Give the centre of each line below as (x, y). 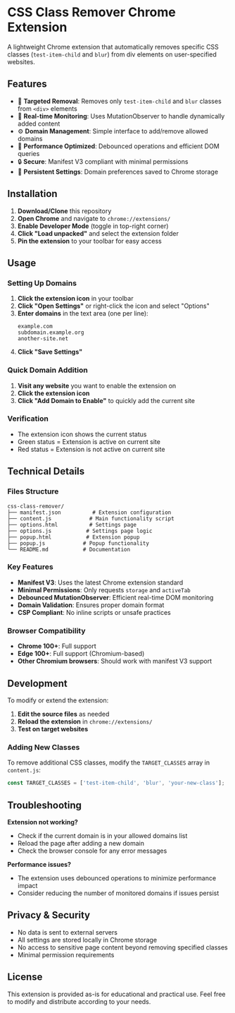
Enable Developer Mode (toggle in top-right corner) (93, 226)
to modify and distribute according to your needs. (79, 1001)
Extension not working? (43, 822)
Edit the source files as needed (63, 714)
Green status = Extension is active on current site (89, 441)
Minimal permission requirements (66, 954)
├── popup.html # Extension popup (74, 537)
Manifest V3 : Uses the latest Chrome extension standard (100, 582)
